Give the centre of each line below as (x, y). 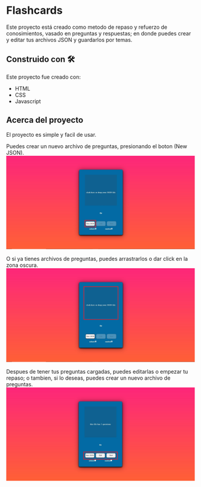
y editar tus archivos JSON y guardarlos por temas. (69, 40)
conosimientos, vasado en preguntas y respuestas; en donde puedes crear (99, 33)
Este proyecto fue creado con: (43, 77)
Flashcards (34, 10)
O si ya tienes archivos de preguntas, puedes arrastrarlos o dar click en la (97, 259)
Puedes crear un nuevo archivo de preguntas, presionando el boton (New (97, 146)
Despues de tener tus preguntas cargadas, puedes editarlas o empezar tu (97, 371)
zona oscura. (22, 265)
